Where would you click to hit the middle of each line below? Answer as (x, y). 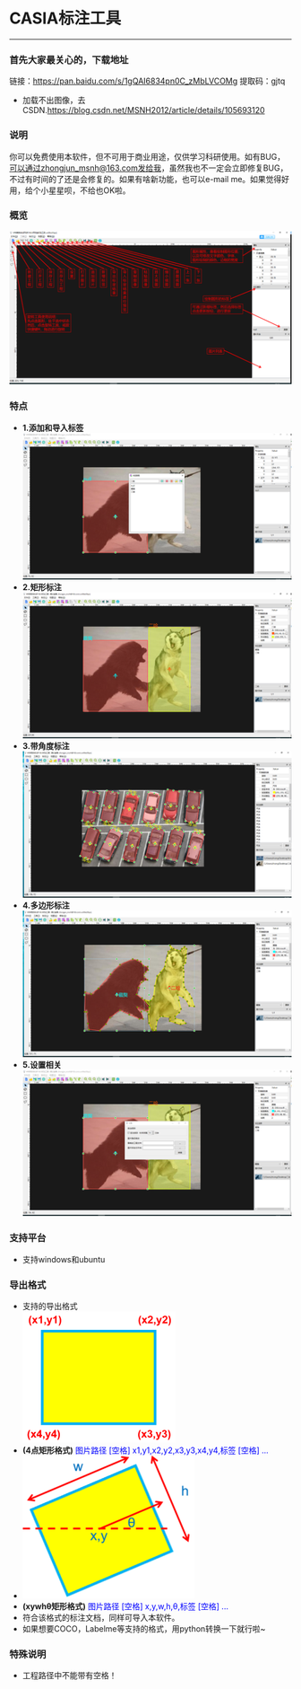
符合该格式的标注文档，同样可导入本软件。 (101, 1618)
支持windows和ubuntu (64, 1259)
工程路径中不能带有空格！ (69, 1676)
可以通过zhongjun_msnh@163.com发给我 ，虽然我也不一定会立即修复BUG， (149, 168)
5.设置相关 (42, 1064)
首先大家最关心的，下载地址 (69, 59)
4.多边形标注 (46, 905)
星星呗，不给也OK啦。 (90, 190)
